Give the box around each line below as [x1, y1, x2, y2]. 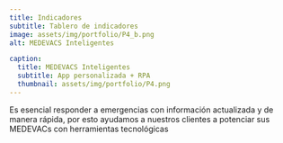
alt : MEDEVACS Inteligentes [9, 38, 115, 48]
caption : [9, 55, 42, 64]
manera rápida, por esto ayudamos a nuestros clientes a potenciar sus [9, 113, 270, 124]
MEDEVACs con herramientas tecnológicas [9, 123, 169, 134]
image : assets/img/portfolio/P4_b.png [9, 30, 155, 39]
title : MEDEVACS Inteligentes [17, 63, 130, 72]
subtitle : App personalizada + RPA [17, 71, 151, 81]
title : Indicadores [9, 13, 83, 22]
